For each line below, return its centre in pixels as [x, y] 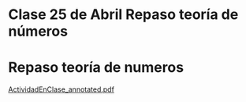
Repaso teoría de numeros [96, 68]
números [38, 31]
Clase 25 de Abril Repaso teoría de [123, 15]
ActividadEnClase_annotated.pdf [61, 89]
